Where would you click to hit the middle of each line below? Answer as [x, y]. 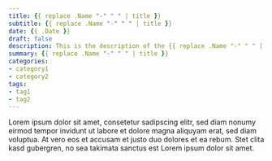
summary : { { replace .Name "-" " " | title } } [89, 54]
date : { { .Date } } [39, 31]
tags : [17, 84]
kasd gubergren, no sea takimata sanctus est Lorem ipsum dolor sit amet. [131, 148]
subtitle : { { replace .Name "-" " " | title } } [91, 24]
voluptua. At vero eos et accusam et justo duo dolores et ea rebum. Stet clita [136, 140]
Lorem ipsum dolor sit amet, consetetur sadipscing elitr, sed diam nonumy [132, 122]
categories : [28, 62]
